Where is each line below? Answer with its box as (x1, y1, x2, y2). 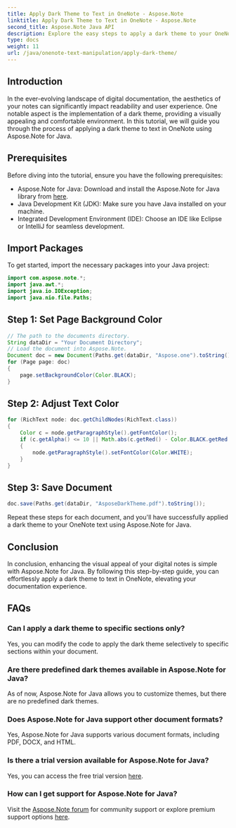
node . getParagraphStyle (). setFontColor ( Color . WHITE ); (32, 448, 193, 456)
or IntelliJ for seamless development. (17, 222, 125, 230)
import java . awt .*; (7, 281, 65, 289)
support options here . (7, 813, 70, 821)
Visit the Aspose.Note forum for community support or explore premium (7, 805, 216, 813)
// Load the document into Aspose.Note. (7, 346, 128, 353)
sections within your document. (7, 647, 98, 655)
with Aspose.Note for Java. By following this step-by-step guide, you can (7, 567, 219, 575)
